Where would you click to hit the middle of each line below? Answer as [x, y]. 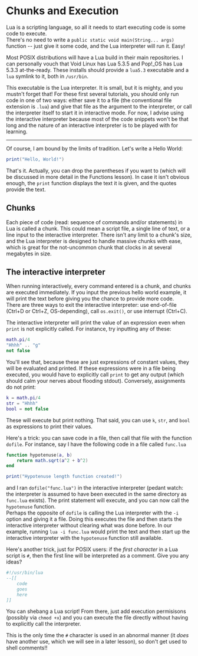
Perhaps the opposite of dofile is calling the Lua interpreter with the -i [93, 513]
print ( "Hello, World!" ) [35, 159]
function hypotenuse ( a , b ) [39, 455]
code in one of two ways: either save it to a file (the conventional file [89, 100]
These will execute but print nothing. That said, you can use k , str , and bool [98, 420]
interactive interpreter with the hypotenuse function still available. [85, 538]
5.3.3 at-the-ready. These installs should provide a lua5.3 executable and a [98, 70]
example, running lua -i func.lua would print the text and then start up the [98, 532]
